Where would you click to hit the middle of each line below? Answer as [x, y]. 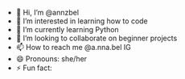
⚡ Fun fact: [34, 68]
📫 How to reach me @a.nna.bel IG [73, 47]
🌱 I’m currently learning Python [67, 29]
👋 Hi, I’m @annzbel [47, 12]
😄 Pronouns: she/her [51, 59]
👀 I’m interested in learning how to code [82, 21]
